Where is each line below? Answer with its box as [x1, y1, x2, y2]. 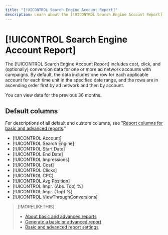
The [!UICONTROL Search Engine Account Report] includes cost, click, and [5, 61, 161, 67]
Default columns [5, 107, 58, 115]
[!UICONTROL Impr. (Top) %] [12, 189, 73, 195]
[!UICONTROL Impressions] [12, 156, 70, 163]
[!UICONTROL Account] [12, 135, 62, 141]
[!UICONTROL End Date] [12, 151, 63, 158]
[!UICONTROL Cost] [12, 162, 54, 168]
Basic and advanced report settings [25, 224, 99, 230]
